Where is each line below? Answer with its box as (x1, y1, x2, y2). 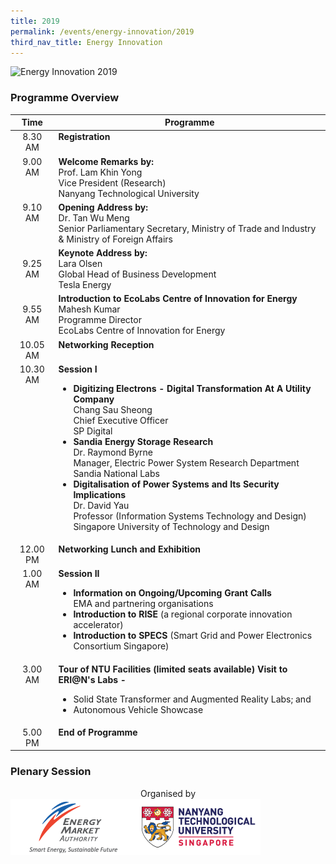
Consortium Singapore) (73, 640, 170, 652)
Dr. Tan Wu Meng (58, 211, 130, 224)
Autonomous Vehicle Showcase (73, 703, 204, 715)
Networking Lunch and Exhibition (58, 543, 201, 555)
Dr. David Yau (73, 499, 130, 511)
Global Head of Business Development (58, 268, 217, 280)
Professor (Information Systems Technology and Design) (73, 510, 307, 522)
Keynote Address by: (58, 247, 148, 259)
